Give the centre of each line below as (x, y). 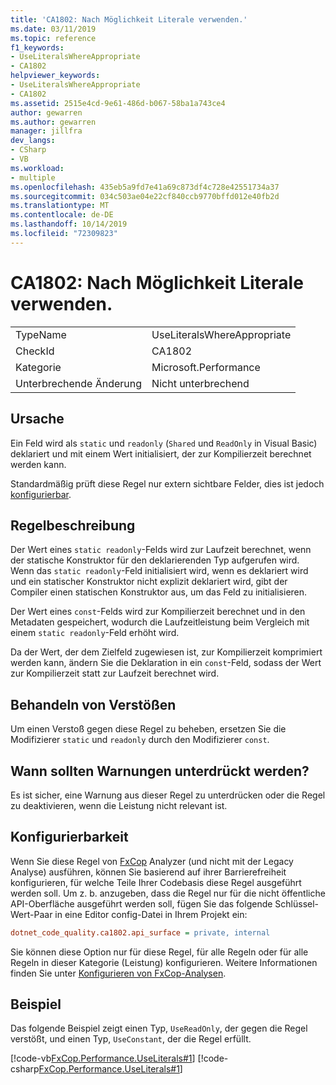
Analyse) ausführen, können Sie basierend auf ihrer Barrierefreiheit (148, 872)
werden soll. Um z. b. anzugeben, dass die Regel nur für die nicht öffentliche (168, 893)
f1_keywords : (37, 47)
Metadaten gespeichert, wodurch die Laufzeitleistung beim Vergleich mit (160, 622)
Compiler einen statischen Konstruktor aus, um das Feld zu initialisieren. (159, 592)
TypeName (41, 334)
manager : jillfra (46, 131)
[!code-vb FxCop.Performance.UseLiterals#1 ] (103, 1058)
